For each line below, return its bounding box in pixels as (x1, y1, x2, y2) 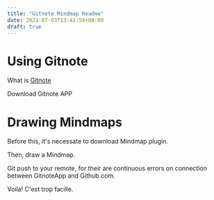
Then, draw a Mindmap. (7, 151, 76, 159)
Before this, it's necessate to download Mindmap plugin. (7, 137, 169, 146)
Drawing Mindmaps (7, 114, 123, 130)
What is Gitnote (7, 76, 51, 84)
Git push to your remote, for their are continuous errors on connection (7, 164, 207, 173)
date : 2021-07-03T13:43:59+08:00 (7, 17, 104, 24)
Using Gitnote (7, 53, 88, 69)
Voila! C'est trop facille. (7, 185, 74, 194)
